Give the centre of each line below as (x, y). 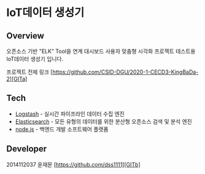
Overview (25, 35)
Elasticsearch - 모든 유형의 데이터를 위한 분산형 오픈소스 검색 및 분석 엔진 (103, 121)
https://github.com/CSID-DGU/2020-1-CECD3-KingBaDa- (125, 72)
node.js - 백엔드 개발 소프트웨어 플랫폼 (62, 129)
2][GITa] (17, 79)
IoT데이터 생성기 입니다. (35, 59)
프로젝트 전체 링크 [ (29, 72)
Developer (27, 149)
